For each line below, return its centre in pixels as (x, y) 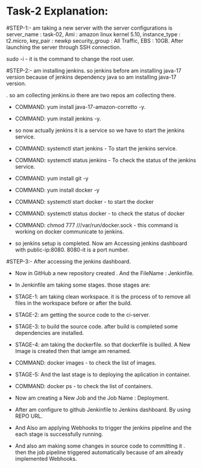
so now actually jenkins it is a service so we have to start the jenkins (100, 130)
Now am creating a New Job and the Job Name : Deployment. (92, 398)
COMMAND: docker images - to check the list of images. (86, 362)
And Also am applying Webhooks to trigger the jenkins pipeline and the (103, 427)
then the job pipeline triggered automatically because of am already (99, 452)
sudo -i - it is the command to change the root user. (70, 59)
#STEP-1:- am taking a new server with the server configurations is (90, 28)
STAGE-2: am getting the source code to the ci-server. (83, 314)
